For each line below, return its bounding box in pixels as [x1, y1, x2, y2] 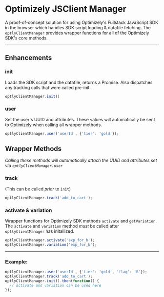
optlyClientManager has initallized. [5, 228, 75, 234]
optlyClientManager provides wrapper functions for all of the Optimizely [5, 30, 149, 36]
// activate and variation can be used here [9, 283, 102, 288]
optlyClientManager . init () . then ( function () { [5, 278, 99, 283]
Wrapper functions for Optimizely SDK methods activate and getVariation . [5, 218, 157, 223]
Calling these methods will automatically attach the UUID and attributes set [5, 157, 157, 164]
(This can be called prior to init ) [5, 186, 71, 192]
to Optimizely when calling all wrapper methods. [5, 122, 102, 128]
